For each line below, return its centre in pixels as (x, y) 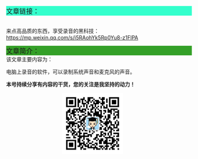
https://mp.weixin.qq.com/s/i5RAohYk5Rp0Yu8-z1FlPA (72, 37)
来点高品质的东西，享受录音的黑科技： (52, 31)
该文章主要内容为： (29, 59)
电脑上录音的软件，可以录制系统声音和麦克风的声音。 (71, 72)
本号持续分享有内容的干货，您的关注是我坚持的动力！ (71, 84)
